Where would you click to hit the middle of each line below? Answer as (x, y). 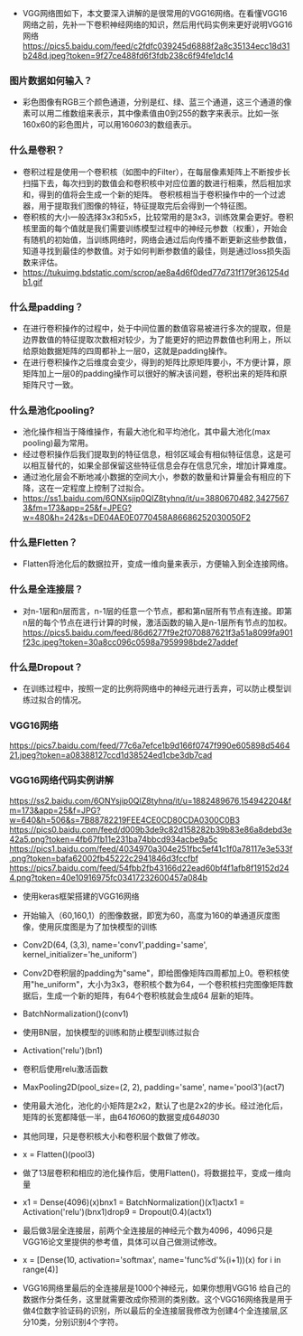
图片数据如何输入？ (51, 80)
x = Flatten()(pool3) (59, 1154)
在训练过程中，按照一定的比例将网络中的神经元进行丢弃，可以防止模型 (153, 688)
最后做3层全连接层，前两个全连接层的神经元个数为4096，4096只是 (147, 1230)
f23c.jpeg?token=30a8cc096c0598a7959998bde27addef (130, 642)
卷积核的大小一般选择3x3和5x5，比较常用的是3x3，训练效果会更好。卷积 (158, 217)
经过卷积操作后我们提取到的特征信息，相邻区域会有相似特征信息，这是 (153, 454)
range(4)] (40, 1269)
